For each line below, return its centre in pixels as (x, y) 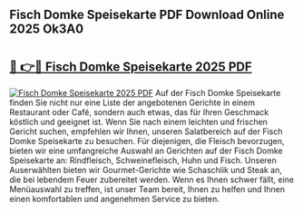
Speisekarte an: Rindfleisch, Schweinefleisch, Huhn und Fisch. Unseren (143, 160)
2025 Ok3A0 (47, 29)
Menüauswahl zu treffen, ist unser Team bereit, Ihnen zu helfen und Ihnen (147, 189)
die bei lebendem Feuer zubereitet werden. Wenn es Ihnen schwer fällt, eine (152, 179)
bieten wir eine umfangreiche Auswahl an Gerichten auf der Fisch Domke (146, 150)
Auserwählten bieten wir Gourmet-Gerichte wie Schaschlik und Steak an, (146, 170)
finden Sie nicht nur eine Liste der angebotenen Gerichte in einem (132, 102)
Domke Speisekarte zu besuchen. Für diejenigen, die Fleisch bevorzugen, (147, 141)
